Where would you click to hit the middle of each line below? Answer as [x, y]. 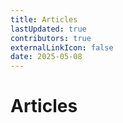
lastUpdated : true [48, 29]
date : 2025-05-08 [46, 57]
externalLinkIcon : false [62, 47]
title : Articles [44, 19]
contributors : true [51, 38]
